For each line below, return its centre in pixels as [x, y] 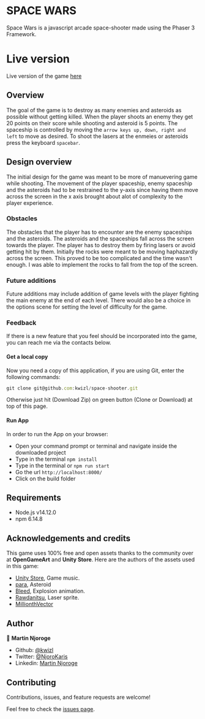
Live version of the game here [44, 76]
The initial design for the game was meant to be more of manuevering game [102, 177]
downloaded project [40, 452]
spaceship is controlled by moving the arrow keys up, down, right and [96, 129]
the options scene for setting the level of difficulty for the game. [87, 307]
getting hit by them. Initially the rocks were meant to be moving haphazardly [102, 252]
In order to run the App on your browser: [57, 434]
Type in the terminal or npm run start [62, 465]
